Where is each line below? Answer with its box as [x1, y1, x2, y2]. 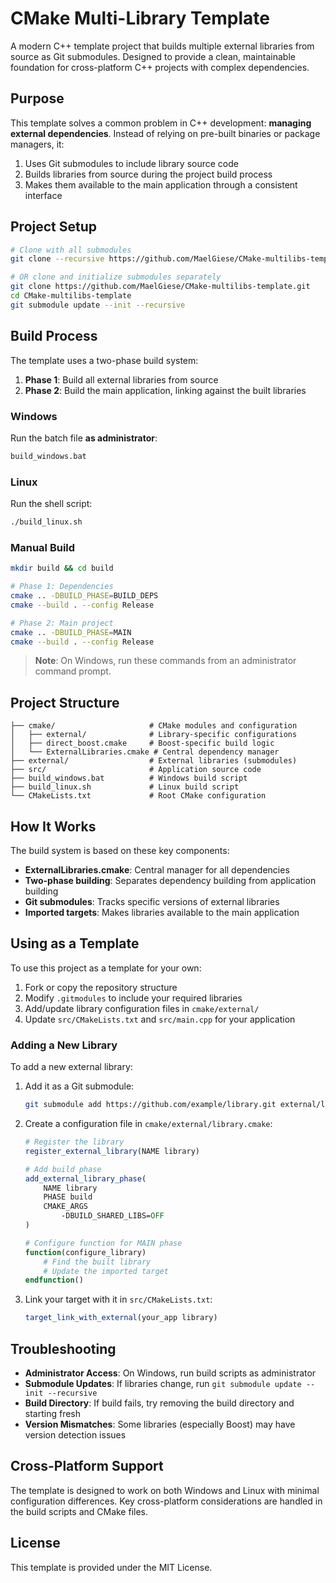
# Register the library [24, 1137, 125, 1147]
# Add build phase [24, 1164, 102, 1174]
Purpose [10, 90, 65, 107]
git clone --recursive [10, 254, 105, 264]
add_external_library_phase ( [24, 1173, 147, 1184]
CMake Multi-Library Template [10, 7, 270, 30]
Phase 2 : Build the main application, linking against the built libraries [24, 384, 307, 396]
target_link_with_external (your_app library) [24, 1313, 218, 1323]
